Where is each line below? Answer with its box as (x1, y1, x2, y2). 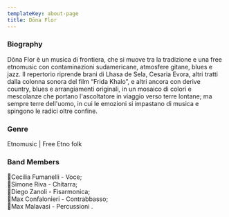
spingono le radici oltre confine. (7, 107, 98, 115)
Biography (7, 40, 43, 49)
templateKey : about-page (7, 10, 79, 17)
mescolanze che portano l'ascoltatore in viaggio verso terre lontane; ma (7, 92, 212, 101)
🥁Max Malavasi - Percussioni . (7, 202, 93, 211)
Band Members (7, 157, 60, 167)
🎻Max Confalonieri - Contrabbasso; (7, 195, 109, 203)
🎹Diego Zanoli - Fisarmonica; (7, 188, 91, 196)
